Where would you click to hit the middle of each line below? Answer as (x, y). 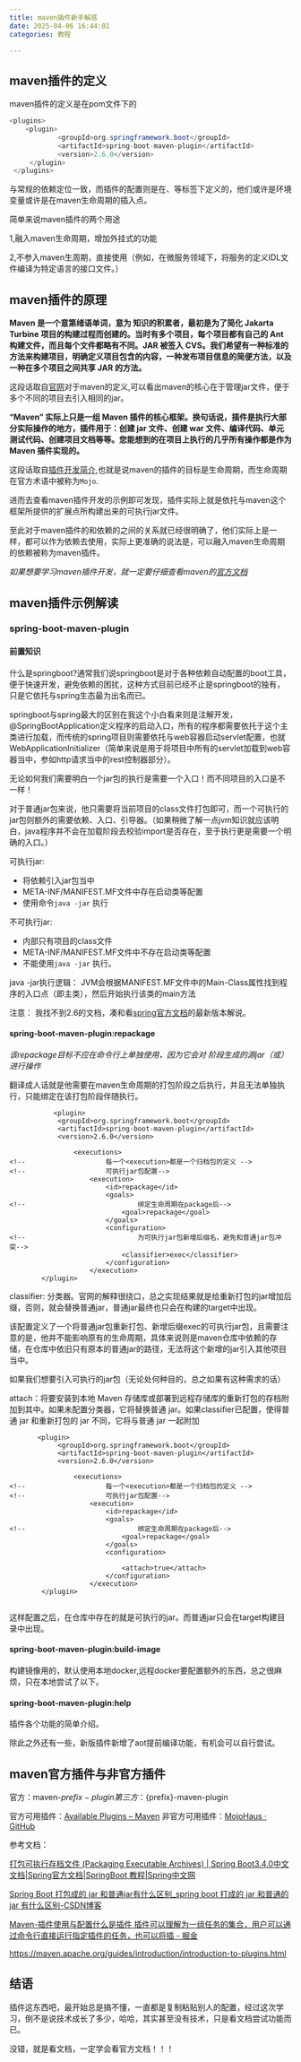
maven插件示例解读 (64, 603)
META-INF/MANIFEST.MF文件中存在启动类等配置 (112, 891)
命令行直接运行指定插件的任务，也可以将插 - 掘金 (107, 1936)
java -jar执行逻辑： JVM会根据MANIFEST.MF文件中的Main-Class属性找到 (145, 982)
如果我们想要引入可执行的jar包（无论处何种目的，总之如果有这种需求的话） (147, 1379)
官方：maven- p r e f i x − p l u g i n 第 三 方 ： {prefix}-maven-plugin (119, 1798)
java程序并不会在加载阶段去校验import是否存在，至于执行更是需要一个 (154, 831)
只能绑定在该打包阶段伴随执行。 (84, 1096)
